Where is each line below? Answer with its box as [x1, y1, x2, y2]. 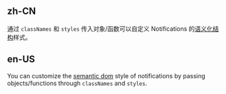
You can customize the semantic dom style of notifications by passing [7, 71, 206, 80]
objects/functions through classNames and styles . [7, 79, 148, 87]
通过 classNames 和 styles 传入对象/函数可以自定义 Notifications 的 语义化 [7, 24, 213, 33]
